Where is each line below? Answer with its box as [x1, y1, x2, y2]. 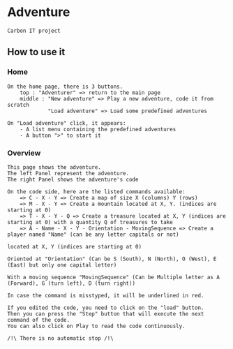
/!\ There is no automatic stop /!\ [7, 334, 114, 342]
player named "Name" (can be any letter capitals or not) [7, 231, 179, 238]
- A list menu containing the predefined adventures [20, 126, 176, 133]
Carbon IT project [7, 27, 61, 34]
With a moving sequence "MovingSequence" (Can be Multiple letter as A [7, 274, 220, 281]
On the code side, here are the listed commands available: [7, 188, 186, 195]
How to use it [7, 46, 66, 58]
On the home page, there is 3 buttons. [7, 83, 123, 90]
